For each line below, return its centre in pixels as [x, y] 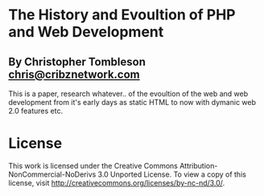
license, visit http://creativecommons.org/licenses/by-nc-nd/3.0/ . [117, 182]
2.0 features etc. [35, 111]
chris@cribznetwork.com [74, 74]
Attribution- [199, 165]
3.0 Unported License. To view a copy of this [172, 174]
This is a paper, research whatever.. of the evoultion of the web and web [128, 94]
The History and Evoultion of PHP [122, 15]
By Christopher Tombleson [77, 62]
